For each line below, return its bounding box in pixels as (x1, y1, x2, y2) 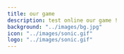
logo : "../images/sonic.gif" (7, 36, 93, 43)
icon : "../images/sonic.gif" (7, 29, 93, 37)
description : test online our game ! (7, 17, 118, 24)
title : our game (7, 10, 55, 18)
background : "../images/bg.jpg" (7, 23, 102, 30)
